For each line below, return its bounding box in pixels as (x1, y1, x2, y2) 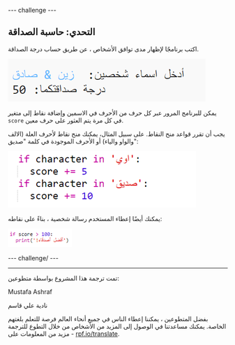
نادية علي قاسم (8, 301, 48, 309)
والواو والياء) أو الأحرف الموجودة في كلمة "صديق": (8, 136, 139, 146)
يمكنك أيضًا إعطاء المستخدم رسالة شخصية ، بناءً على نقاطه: (8, 214, 162, 223)
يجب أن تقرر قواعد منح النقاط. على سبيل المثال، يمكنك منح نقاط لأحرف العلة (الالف (8, 129, 225, 138)
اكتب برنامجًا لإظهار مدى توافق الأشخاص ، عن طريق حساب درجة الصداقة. (8, 45, 199, 53)
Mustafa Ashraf (8, 287, 53, 296)
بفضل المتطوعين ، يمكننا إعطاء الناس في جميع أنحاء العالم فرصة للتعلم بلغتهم (8, 314, 209, 323)
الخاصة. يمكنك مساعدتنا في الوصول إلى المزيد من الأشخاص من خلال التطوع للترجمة (8, 322, 227, 330)
